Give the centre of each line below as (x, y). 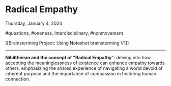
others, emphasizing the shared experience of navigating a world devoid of (84, 68)
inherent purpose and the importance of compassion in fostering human (81, 73)
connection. (18, 79)
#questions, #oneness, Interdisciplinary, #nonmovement (64, 33)
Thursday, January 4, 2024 (34, 23)
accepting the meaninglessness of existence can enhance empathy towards (85, 63)
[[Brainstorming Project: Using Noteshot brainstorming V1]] (67, 43)
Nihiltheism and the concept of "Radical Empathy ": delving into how (78, 57)
